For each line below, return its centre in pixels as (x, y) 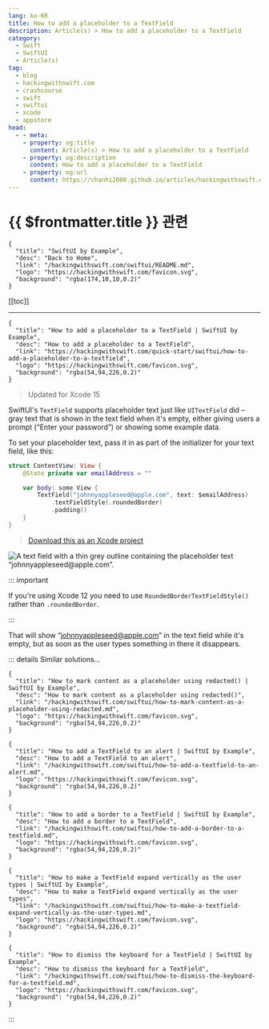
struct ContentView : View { (55, 466)
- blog (26, 75)
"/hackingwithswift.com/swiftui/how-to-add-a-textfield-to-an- (152, 765)
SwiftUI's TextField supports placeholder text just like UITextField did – (127, 409)
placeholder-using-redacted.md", (64, 709)
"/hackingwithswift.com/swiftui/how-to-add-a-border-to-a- (145, 828)
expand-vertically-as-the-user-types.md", (80, 913)
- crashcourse (39, 90)
